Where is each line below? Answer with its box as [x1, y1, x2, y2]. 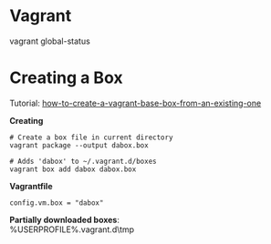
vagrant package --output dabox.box [9, 140, 149, 150]
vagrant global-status [9, 36, 91, 46]
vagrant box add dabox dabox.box [9, 165, 137, 174]
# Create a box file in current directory [9, 133, 173, 142]
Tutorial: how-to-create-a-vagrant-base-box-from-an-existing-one [9, 97, 262, 108]
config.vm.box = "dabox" [9, 198, 104, 208]
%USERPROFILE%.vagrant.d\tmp [9, 224, 135, 235]
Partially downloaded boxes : [9, 214, 120, 225]
